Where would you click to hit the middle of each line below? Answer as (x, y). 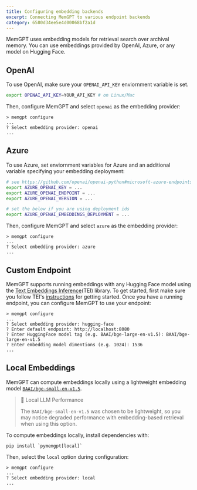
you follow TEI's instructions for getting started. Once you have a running (94, 297)
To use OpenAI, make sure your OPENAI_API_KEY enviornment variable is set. (97, 85)
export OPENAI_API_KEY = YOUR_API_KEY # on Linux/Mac (70, 95)
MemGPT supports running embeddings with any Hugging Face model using (98, 284)
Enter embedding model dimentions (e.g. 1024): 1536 (77, 345)
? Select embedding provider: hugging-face (60, 324)
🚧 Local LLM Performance (52, 400)
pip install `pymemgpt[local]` (44, 446)
